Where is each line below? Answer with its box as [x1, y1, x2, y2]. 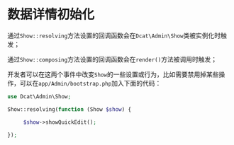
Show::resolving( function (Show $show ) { [7, 105, 132, 113]
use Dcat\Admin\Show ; [7, 93, 72, 100]
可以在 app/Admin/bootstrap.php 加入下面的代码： [19, 79, 162, 87]
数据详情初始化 [7, 6, 95, 23]
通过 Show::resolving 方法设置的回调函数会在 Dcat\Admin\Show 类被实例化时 [7, 31, 221, 40]
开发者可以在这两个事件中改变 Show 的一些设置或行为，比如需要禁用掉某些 [7, 70, 219, 79]
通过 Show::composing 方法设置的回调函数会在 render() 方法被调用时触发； [7, 54, 218, 64]
